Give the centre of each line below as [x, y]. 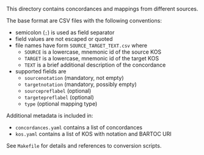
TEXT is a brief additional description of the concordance [95, 65]
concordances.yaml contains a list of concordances [78, 127]
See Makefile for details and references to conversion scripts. [84, 146]
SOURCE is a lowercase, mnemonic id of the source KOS [93, 52]
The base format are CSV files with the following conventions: [84, 20]
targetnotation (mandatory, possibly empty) [81, 84]
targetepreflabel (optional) [59, 97]
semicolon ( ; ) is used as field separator [65, 32]
